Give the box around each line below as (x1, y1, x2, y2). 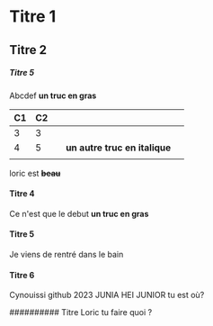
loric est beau (9, 168, 61, 178)
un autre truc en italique (66, 141, 172, 154)
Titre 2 (9, 42, 48, 58)
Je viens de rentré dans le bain (9, 249, 124, 259)
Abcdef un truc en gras (9, 90, 97, 101)
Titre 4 (9, 188, 35, 199)
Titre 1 (9, 6, 57, 27)
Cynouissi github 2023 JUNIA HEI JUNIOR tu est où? (9, 290, 205, 301)
